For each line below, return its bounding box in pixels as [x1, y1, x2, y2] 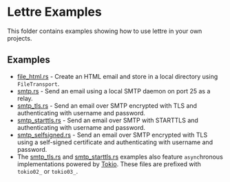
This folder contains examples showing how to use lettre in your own [7, 27, 202, 35]
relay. [17, 94, 33, 102]
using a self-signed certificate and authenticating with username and [17, 138, 213, 146]
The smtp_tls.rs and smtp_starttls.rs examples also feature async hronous [17, 152, 224, 161]
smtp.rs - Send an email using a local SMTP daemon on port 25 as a [17, 87, 211, 95]
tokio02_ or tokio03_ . [17, 167, 78, 175]
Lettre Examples [7, 4, 102, 20]
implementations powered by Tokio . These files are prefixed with [17, 159, 201, 168]
